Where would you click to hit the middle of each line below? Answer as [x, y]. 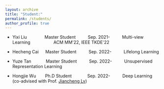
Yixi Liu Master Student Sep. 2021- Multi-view [78, 37]
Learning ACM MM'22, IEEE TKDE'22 [61, 43]
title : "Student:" [24, 14]
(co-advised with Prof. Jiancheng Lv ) [50, 81]
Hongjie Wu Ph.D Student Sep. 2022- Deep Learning [82, 76]
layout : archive [22, 10]
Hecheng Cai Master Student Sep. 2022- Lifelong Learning [86, 52]
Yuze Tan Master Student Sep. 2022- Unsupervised [82, 61]
